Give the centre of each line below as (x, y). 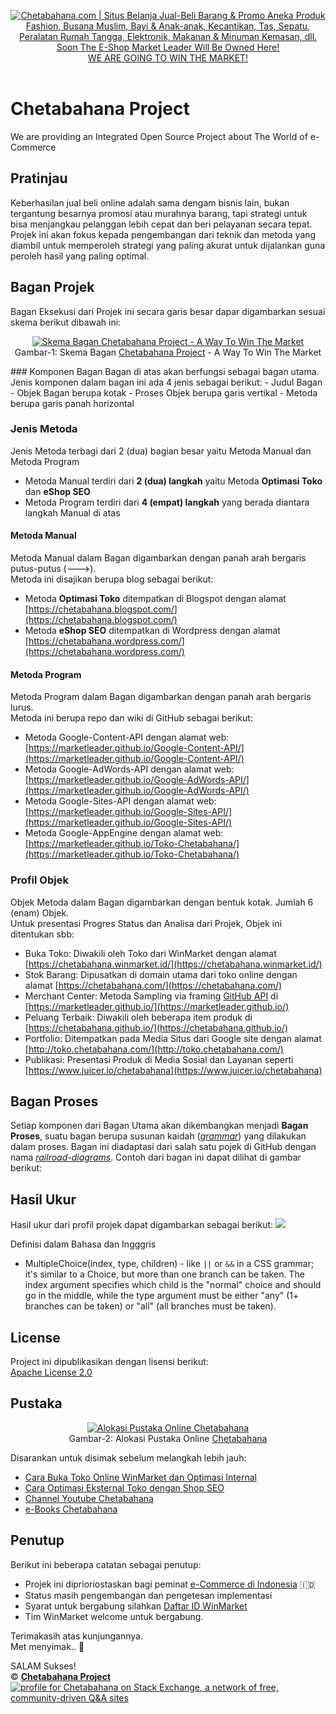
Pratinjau (39, 178)
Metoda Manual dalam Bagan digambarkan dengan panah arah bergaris (158, 558)
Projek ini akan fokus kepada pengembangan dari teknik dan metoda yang (163, 234)
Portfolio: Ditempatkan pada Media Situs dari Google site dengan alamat (173, 1038)
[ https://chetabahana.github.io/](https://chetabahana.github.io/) (156, 1027)
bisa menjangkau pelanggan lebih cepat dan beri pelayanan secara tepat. (161, 224)
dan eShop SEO (57, 491)
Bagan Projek (52, 287)
